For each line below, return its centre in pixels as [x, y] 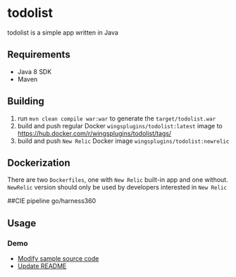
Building [26, 101]
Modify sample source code [58, 259]
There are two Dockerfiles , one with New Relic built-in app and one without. [118, 180]
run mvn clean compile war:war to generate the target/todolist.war [117, 118]
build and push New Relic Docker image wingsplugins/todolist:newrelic [123, 141]
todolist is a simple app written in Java [63, 32]
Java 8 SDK [35, 71]
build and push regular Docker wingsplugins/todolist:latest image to [120, 125]
